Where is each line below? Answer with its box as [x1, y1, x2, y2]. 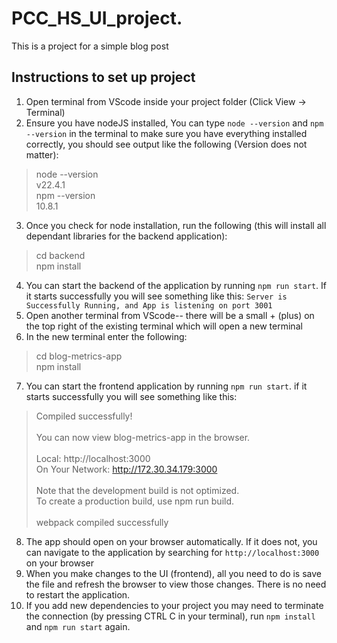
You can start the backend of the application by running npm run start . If [25, 279, 327, 291]
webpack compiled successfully [35, 516, 169, 528]
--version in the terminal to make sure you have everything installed [25, 127, 308, 139]
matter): [25, 148, 59, 161]
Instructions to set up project [11, 69, 196, 86]
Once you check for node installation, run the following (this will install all [25, 219, 327, 231]
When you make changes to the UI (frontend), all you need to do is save [25, 567, 322, 579]
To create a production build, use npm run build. [35, 495, 235, 507]
